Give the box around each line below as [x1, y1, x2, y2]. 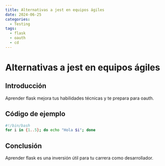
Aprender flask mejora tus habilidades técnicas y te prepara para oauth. [5, 95, 154, 101]
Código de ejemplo [5, 110, 65, 118]
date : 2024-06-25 [5, 12, 42, 17]
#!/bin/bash [5, 123, 30, 128]
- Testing [10, 21, 30, 27]
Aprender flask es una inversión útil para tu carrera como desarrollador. [5, 155, 153, 161]
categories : [5, 17, 30, 22]
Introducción [5, 81, 47, 91]
